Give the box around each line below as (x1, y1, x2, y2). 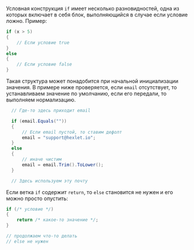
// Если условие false (16, 62, 72, 67)
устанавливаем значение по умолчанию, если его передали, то (6, 90, 167, 97)
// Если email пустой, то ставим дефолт (21, 129, 122, 135)
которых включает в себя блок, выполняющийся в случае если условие (6, 11, 188, 18)
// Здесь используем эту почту (11, 178, 88, 184)
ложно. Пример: (6, 18, 47, 24)
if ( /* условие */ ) (6, 206, 54, 212)
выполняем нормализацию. (6, 96, 76, 103)
